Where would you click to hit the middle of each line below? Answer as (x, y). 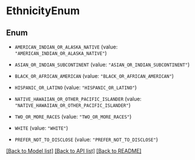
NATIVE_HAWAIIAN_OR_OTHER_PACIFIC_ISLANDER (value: (78, 99)
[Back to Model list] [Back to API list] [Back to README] (74, 151)
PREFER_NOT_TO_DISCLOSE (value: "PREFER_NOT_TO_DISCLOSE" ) (86, 139)
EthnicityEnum (43, 11)
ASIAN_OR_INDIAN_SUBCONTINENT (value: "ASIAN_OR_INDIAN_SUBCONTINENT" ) (102, 64)
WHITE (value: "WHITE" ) (41, 128)
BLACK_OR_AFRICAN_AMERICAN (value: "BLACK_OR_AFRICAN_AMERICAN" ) (94, 76)
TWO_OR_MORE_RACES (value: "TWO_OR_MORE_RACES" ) (73, 117)
